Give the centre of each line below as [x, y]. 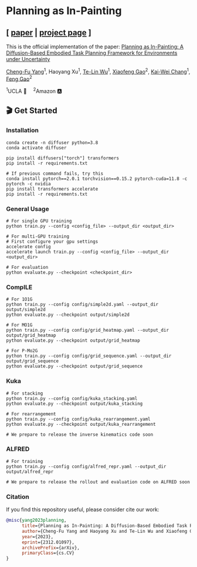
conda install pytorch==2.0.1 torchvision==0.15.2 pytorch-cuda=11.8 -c [97, 179]
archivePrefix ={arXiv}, [51, 548]
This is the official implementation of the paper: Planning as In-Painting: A [95, 46]
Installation [23, 131]
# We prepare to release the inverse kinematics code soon [80, 434]
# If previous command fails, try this [55, 174]
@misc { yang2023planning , [36, 521]
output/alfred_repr [30, 472]
